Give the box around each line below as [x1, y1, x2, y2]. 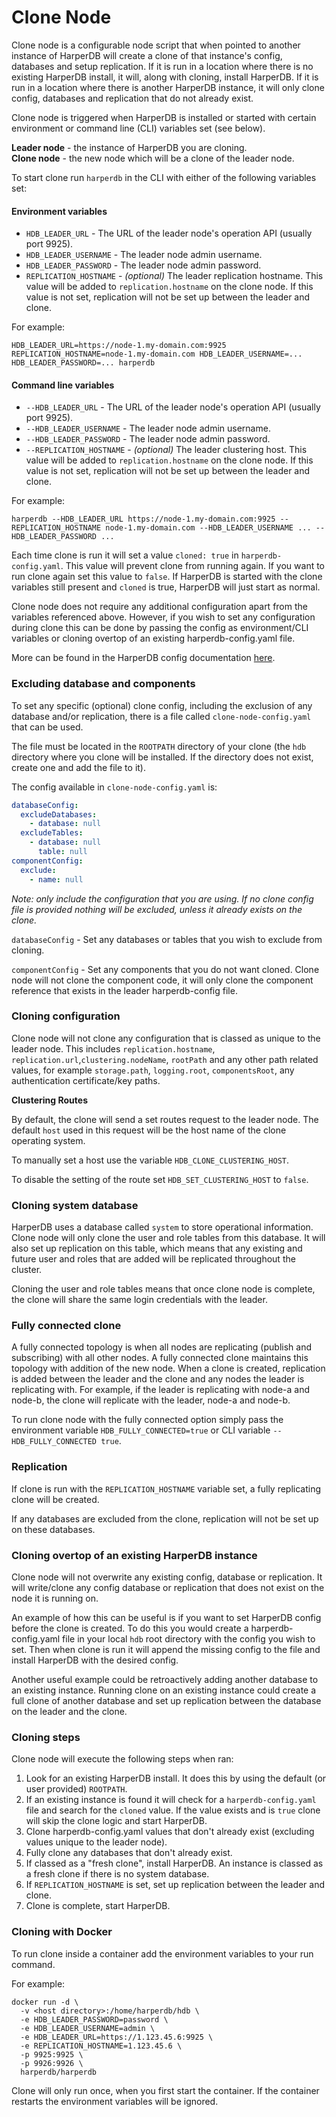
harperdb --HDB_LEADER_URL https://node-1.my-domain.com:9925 [11, 514, 276, 525]
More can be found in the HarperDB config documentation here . [11, 652, 276, 664]
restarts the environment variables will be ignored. [11, 2095, 219, 2107]
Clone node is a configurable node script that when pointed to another [11, 39, 301, 51]
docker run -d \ [11, 1997, 79, 2007]
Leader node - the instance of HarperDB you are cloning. [11, 141, 248, 153]
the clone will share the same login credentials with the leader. [11, 1294, 268, 1306]
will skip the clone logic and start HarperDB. [25, 1815, 208, 1827]
